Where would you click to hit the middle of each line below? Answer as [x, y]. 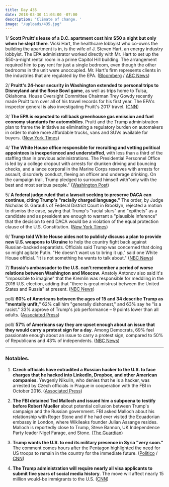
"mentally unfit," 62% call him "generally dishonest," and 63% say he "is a [83, 304]
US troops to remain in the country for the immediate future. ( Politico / [85, 453]
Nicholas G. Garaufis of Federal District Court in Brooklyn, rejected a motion [84, 206]
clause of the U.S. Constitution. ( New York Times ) [57, 227]
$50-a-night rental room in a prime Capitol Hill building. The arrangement [81, 60]
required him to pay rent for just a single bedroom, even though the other [81, 65]
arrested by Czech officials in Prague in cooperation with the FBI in [82, 385]
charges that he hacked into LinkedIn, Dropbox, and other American [85, 375]
